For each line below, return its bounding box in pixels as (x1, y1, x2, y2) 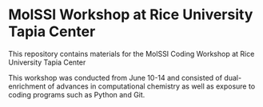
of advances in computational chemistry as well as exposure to (47, 81, 256, 91)
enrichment (8, 81, 46, 91)
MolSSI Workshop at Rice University (8, 6, 253, 24)
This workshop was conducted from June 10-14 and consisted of (8, 73, 222, 82)
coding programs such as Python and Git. (8, 89, 145, 99)
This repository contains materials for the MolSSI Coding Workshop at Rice (8, 49, 255, 58)
